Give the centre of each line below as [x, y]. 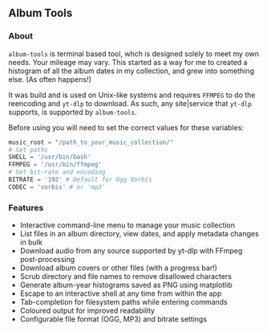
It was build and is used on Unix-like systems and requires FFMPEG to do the [132, 95]
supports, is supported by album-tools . [73, 112]
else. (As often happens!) [50, 79]
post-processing [47, 260]
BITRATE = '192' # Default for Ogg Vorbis [80, 180]
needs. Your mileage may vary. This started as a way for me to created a [128, 62]
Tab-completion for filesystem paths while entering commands [124, 302]
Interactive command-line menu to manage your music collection [127, 225]
